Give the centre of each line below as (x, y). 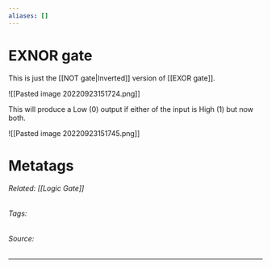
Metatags (41, 165)
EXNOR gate (50, 55)
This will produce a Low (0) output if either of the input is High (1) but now (131, 109)
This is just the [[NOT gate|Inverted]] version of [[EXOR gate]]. (112, 78)
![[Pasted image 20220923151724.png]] (75, 93)
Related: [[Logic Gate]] (46, 188)
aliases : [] (28, 16)
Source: (21, 238)
